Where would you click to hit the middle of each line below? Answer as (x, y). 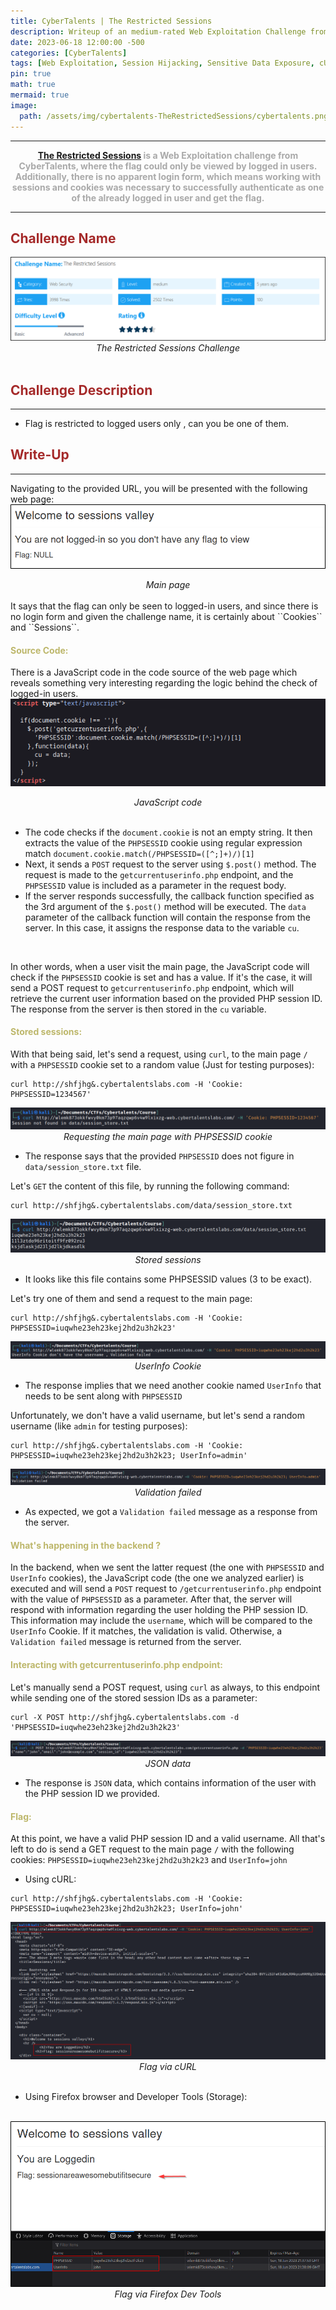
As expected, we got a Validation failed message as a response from (171, 1512)
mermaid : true (40, 95)
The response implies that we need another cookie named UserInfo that (173, 1386)
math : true (33, 85)
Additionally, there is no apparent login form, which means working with (168, 176)
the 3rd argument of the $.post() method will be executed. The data (165, 906)
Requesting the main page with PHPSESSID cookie (168, 1137)
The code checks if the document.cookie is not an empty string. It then (168, 832)
